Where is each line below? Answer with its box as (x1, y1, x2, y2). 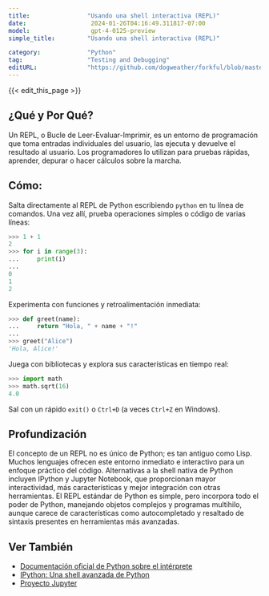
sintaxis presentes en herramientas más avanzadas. (8, 517, 180, 526)
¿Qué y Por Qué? (8, 109, 94, 123)
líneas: (8, 217, 30, 227)
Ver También (8, 540, 74, 553)
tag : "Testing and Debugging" (8, 56, 171, 64)
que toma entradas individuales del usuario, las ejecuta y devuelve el (8, 138, 236, 148)
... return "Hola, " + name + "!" (8, 322, 138, 330)
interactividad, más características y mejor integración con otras (8, 483, 221, 493)
